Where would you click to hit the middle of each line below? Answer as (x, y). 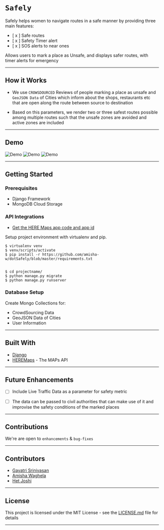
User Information (29, 323)
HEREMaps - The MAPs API (40, 360)
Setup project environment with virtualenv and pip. (56, 237)
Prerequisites (21, 188)
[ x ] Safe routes (28, 35)
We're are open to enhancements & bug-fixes (49, 438)
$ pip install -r (23, 254)
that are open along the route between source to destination (72, 103)
